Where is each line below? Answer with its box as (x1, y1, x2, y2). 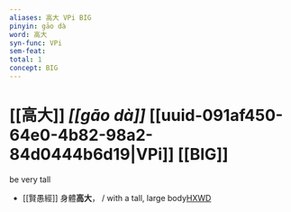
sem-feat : (9, 47, 47, 56)
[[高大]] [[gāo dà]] (9, 106, 146, 126)
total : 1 (9, 55, 42, 64)
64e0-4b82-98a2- (9, 125, 153, 145)
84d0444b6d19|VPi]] (9, 144, 175, 165)
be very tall (9, 173, 51, 185)
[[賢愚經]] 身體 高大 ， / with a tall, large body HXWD (22, 192, 212, 203)
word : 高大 (9, 30, 48, 39)
